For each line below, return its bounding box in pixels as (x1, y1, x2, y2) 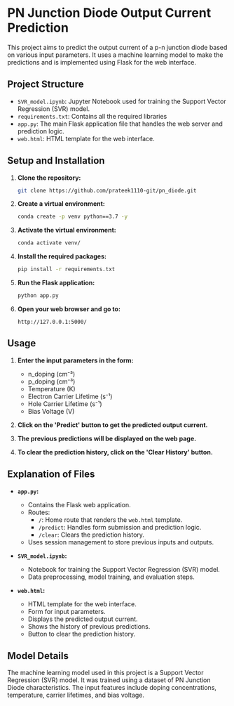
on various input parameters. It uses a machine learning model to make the (7, 51, 223, 59)
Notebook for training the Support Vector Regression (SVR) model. (27, 565, 221, 573)
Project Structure (7, 79, 84, 91)
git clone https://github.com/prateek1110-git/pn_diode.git (17, 187, 197, 194)
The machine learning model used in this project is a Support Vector (7, 669, 204, 677)
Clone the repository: (17, 174, 81, 182)
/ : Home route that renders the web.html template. (38, 515, 183, 524)
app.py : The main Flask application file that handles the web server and (17, 119, 223, 128)
